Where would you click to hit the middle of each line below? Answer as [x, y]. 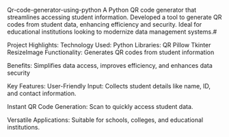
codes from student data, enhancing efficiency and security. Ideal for [105, 24]
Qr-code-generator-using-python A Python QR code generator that [102, 10]
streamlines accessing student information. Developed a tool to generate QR [114, 17]
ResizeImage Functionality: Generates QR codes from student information [111, 52]
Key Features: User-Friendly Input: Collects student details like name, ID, [109, 86]
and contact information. [42, 93]
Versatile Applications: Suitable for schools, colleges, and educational [105, 120]
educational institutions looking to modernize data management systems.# [112, 32]
